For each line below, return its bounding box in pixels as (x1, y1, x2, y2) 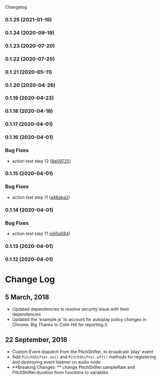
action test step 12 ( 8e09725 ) (12, 158, 72, 164)
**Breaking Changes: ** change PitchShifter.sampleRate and (12, 364, 135, 370)
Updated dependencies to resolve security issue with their (12, 306, 130, 312)
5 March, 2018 (5, 293, 50, 302)
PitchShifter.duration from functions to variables (12, 369, 108, 375)
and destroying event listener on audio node (12, 359, 101, 365)
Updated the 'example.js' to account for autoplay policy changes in (12, 316, 147, 322)
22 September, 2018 (5, 336, 68, 344)
